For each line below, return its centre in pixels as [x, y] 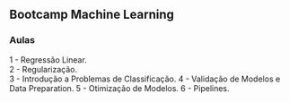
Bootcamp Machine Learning [92, 15]
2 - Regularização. [44, 69]
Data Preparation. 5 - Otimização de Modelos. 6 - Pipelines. [120, 88]
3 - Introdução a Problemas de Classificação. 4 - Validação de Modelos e [145, 79]
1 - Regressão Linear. [48, 59]
